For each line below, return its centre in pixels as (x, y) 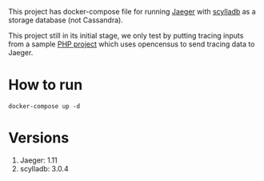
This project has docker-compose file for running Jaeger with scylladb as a (132, 12)
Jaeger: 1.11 (38, 160)
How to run (46, 85)
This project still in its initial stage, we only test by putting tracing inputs (126, 36)
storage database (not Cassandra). (66, 20)
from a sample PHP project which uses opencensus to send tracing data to (132, 44)
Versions (39, 138)
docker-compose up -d (44, 106)
